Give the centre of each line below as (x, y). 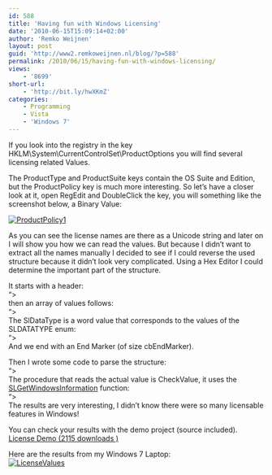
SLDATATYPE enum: (42, 329)
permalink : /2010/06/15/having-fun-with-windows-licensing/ (112, 62)
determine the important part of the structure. (84, 270)
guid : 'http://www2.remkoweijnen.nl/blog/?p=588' (94, 54)
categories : (28, 99)
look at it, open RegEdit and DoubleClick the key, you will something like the (135, 195)
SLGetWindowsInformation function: (69, 388)
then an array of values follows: (61, 303)
